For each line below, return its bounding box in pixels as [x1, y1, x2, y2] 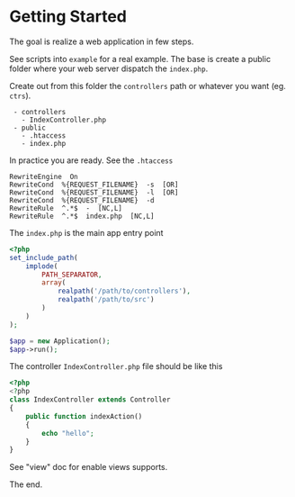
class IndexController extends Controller [9, 395, 171, 404]
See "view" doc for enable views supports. [9, 462, 168, 473]
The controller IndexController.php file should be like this [9, 361, 223, 372]
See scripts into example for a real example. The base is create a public [9, 53, 272, 64]
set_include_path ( [9, 253, 78, 262]
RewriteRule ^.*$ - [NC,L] [9, 203, 123, 212]
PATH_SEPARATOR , [41, 270, 103, 279]
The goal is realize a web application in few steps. [9, 36, 194, 47]
